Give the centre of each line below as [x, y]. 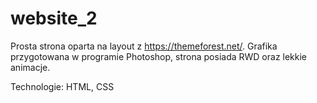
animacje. [30, 67]
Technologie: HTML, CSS [62, 86]
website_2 [54, 18]
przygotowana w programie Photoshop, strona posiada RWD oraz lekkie [159, 56]
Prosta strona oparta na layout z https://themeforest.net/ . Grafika [144, 46]
